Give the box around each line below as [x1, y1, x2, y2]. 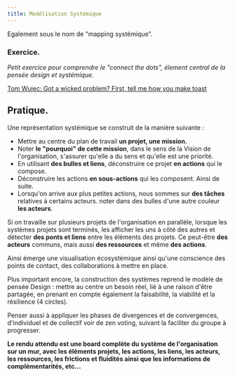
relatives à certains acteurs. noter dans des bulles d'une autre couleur [17, 196, 220, 205]
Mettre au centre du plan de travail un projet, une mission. [17, 136, 187, 145]
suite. [17, 181, 34, 190]
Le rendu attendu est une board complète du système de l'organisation [7, 339, 219, 348]
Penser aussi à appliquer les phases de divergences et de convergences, [7, 311, 219, 319]
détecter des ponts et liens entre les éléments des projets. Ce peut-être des [7, 233, 228, 241]
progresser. [7, 326, 41, 334]
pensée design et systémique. [7, 70, 94, 79]
